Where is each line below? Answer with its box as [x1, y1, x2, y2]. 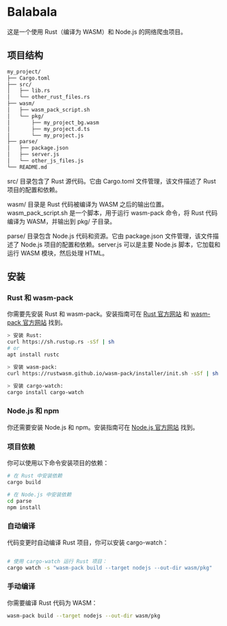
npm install [7, 504, 41, 511]
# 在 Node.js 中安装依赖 [7, 491, 72, 498]
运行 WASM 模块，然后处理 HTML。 [7, 249, 109, 257]
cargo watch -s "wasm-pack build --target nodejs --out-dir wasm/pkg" [7, 564, 213, 571]
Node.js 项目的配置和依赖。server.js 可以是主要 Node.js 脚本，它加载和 [20, 240, 221, 249]
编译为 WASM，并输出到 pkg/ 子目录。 [7, 217, 116, 225]
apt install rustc [7, 351, 59, 358]
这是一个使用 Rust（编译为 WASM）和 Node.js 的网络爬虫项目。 [7, 27, 187, 36]
